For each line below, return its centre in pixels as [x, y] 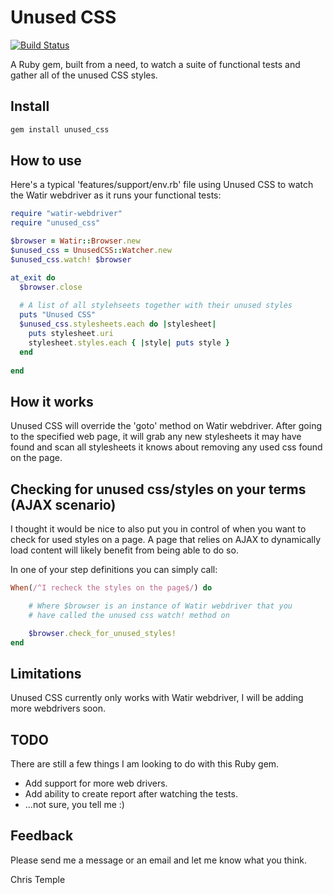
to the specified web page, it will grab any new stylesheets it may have [156, 437]
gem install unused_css [60, 129]
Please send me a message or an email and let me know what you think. [159, 860]
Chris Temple [38, 879]
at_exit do [33, 277]
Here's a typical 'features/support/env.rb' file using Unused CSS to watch [162, 185]
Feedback [42, 836]
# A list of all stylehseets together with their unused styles [156, 306]
